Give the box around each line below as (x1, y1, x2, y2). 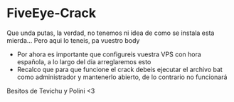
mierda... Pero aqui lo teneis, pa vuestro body (6, 36, 140, 44)
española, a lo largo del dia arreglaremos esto (16, 57, 151, 66)
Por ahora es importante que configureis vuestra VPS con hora (16, 50, 202, 58)
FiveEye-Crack (6, 5, 97, 21)
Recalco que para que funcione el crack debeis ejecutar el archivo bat (16, 65, 223, 73)
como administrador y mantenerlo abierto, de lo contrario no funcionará (16, 73, 228, 81)
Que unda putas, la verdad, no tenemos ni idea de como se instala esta (6, 29, 215, 37)
